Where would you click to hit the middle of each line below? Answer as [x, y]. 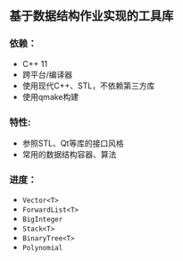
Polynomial [42, 248]
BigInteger [42, 220]
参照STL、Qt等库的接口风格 [73, 143]
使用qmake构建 [50, 97]
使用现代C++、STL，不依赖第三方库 [88, 85]
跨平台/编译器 [47, 74]
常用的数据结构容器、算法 [69, 154]
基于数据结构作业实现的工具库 [91, 16]
